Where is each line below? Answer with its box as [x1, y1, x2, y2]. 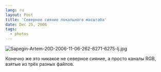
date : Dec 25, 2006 [5, 22, 47, 27]
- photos [10, 31, 29, 37]
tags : [5, 27, 17, 32]
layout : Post [5, 12, 33, 17]
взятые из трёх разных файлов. [5, 61, 75, 67]
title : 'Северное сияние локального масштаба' [5, 17, 107, 22]
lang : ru [5, 7, 24, 13]
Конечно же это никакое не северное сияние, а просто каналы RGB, [5, 56, 156, 62]
